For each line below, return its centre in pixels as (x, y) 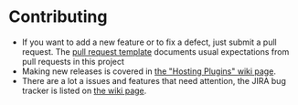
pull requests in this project (73, 61)
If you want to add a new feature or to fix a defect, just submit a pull (149, 42)
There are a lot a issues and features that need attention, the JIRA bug (154, 80)
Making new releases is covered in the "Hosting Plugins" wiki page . (149, 71)
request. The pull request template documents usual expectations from (155, 51)
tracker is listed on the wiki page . (84, 90)
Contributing (58, 17)
